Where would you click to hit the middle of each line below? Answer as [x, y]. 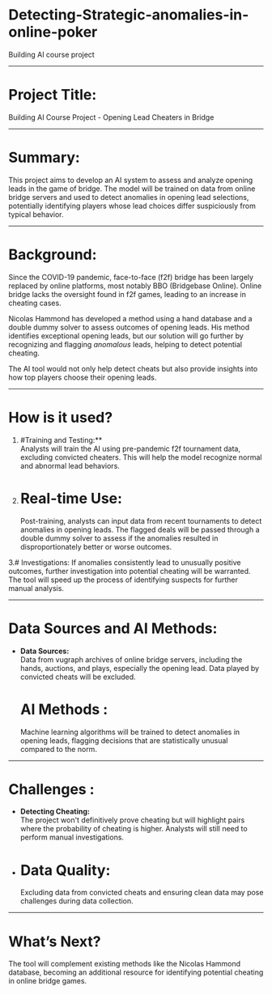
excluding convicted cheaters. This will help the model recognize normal [141, 457]
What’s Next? [55, 941]
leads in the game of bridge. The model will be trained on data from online [132, 189]
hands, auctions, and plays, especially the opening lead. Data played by [140, 668]
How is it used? [61, 417]
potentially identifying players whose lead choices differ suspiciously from [132, 206]
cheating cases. [35, 303]
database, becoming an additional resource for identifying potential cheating [136, 972]
